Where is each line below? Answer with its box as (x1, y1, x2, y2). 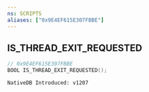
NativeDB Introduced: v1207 (7, 80, 89, 86)
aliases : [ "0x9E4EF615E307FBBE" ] (7, 17, 104, 24)
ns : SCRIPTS (7, 10, 42, 17)
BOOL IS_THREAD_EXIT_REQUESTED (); (7, 67, 108, 74)
